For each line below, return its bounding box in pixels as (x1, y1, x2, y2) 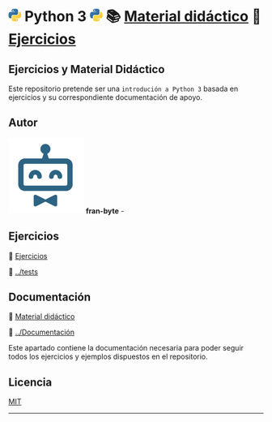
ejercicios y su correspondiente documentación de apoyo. (8, 93, 203, 102)
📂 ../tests (8, 266, 39, 277)
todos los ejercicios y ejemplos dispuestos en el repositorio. (8, 351, 208, 362)
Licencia (8, 375, 53, 389)
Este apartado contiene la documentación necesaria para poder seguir (8, 343, 244, 353)
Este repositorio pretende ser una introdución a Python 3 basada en (8, 84, 239, 93)
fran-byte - (85, 205, 125, 216)
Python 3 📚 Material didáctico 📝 (23, 7, 261, 26)
